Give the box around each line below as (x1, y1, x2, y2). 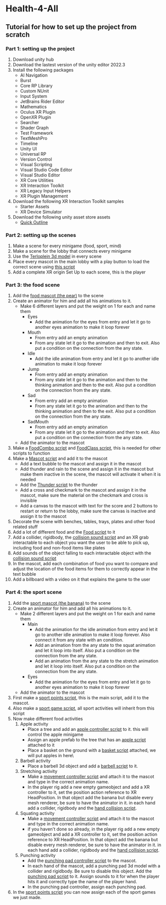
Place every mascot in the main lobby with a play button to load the (12, 259, 150, 265)
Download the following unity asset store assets (12, 214, 111, 220)
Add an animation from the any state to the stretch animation (35, 658, 159, 664)
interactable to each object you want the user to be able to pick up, (12, 540, 150, 545)
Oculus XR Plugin (20, 109, 56, 115)
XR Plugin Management (20, 193, 68, 199)
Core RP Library (20, 83, 53, 89)
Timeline (20, 140, 38, 146)
